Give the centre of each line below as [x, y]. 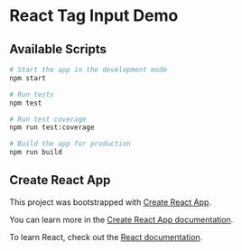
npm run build [36, 153]
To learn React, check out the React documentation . [106, 237]
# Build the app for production [70, 144]
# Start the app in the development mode [88, 70]
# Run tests [32, 94]
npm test [26, 103]
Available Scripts [58, 49]
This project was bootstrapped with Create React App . [111, 202]
